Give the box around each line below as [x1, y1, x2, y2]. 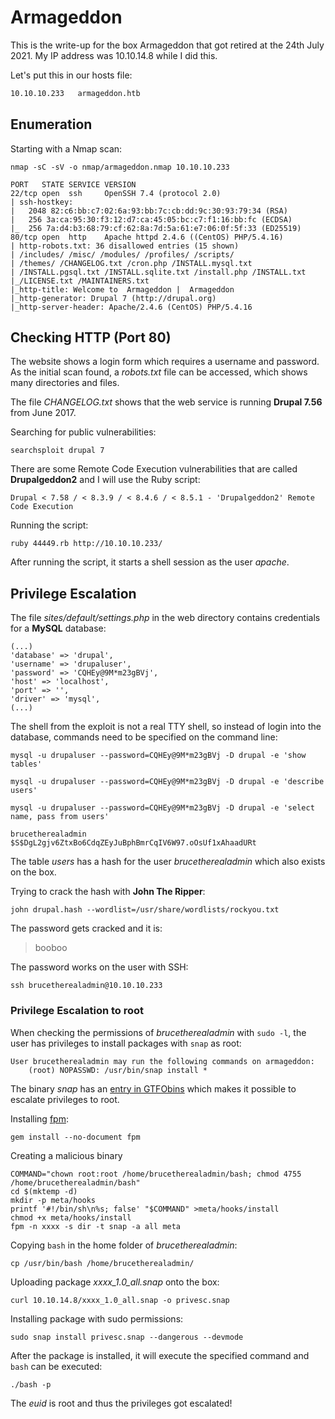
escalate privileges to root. [10, 1093, 120, 1105]
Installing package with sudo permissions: [10, 1312, 184, 1325]
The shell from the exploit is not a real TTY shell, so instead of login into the [10, 721, 322, 733]
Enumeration [10, 116, 93, 133]
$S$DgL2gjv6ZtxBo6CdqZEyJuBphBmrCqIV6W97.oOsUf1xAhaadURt [10, 838, 257, 848]
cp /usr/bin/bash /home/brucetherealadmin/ [10, 1258, 195, 1268]
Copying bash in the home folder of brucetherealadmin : [10, 1239, 238, 1251]
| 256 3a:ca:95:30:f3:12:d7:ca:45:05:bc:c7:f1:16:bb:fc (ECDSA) [10, 214, 293, 225]
